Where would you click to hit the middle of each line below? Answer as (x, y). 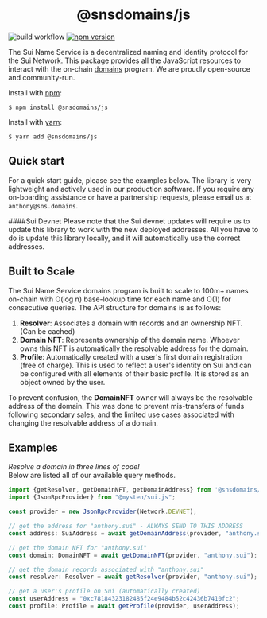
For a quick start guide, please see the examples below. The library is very (130, 180)
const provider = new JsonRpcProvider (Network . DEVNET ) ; (103, 512)
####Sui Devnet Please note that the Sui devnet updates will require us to (129, 221)
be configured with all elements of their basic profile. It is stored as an (134, 373)
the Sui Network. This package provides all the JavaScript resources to (125, 60)
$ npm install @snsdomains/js (58, 107)
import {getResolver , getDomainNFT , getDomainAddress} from (110, 490)
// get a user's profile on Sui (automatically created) (104, 591)
